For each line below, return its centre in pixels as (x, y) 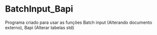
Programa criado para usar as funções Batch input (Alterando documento (78, 22)
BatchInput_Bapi (39, 9)
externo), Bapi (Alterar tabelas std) (40, 27)
